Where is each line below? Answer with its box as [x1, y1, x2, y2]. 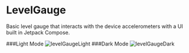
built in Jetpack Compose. [6, 29, 70, 36]
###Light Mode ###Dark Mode [6, 40, 129, 47]
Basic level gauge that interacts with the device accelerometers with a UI [6, 23, 183, 30]
